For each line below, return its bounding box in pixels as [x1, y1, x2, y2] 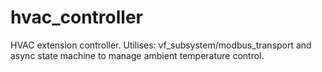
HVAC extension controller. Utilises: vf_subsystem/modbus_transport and [10, 39, 312, 51]
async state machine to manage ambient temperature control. [10, 49, 265, 61]
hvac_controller [10, 6, 144, 29]
